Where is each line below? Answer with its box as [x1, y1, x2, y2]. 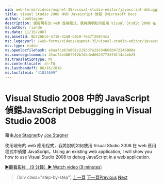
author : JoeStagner [5, 16, 45, 21]
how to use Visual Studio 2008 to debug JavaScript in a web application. [5, 154, 150, 160]
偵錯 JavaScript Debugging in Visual [5, 105, 152, 116]
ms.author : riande [5, 25, 42, 30]
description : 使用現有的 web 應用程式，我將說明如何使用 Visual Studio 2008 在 [5, 20, 156, 26]
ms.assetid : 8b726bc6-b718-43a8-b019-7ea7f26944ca [5, 34, 110, 39]
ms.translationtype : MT [5, 57, 53, 62]
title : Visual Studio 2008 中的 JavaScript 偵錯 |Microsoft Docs [5, 12, 137, 17]
